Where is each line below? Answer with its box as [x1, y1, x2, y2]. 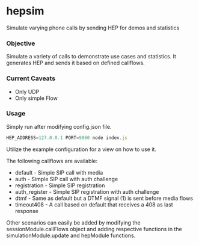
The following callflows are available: [6, 157, 98, 164]
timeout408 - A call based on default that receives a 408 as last [14, 200, 173, 208]
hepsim [6, 4, 44, 18]
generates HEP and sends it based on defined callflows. [6, 59, 145, 67]
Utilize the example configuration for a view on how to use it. [6, 146, 156, 153]
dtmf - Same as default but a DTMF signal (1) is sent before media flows [14, 194, 194, 202]
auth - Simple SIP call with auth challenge [14, 175, 118, 182]
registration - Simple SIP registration [14, 182, 105, 189]
